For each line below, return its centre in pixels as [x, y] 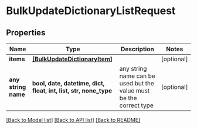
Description [137, 49]
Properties [26, 33]
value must [135, 91]
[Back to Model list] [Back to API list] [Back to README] [73, 120]
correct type [136, 105]
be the [128, 98]
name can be [137, 76]
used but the [137, 83]
